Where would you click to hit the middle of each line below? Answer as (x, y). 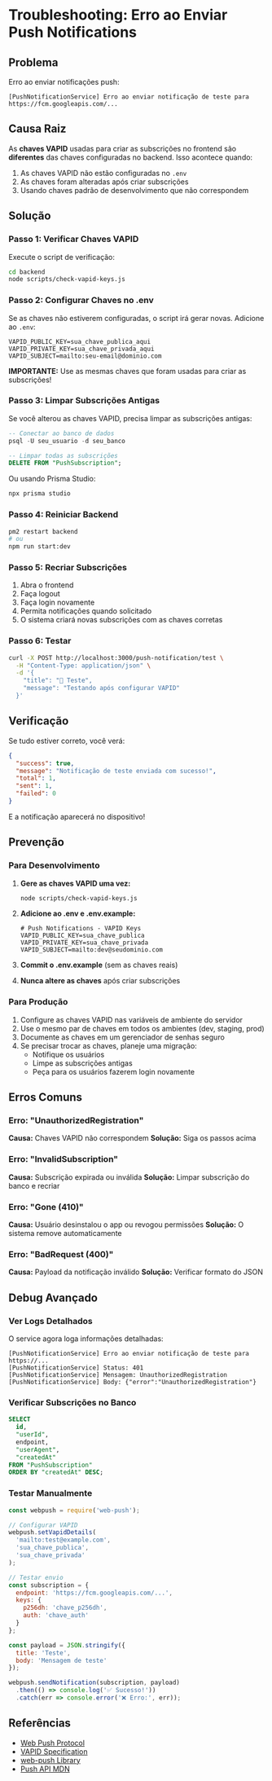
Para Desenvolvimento (54, 865)
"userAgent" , (38, 1449)
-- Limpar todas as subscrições (63, 455)
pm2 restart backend (44, 531)
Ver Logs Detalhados (50, 1321)
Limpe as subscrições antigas (82, 1063)
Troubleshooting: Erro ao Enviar (118, 15)
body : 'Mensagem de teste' (61, 1660)
